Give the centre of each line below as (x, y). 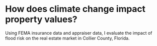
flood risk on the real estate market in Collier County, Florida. (68, 38)
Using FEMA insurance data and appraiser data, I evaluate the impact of (79, 33)
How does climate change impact (75, 9)
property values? (41, 19)
